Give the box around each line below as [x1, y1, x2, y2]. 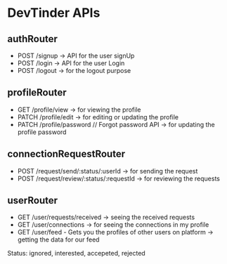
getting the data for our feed [17, 235, 100, 244]
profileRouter [7, 86, 67, 99]
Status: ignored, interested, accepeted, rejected [7, 249, 145, 258]
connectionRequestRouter [7, 148, 125, 160]
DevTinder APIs [7, 5, 100, 21]
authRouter [7, 33, 58, 45]
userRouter [7, 194, 58, 206]
